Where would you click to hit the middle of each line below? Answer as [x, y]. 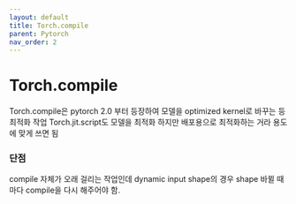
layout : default [39, 17]
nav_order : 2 [33, 42]
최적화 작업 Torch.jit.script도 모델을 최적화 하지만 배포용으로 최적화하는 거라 [140, 122]
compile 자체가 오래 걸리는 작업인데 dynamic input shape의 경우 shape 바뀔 [142, 179]
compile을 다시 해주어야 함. [73, 190]
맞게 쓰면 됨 [38, 133]
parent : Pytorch [39, 34]
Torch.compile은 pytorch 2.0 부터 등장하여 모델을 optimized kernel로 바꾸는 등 [147, 111]
